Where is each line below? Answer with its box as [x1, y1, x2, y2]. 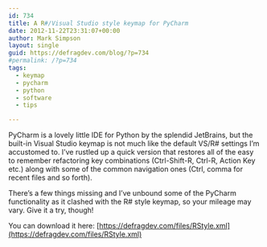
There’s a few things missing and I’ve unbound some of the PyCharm [8, 188, 237, 198]
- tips [15, 101, 38, 109]
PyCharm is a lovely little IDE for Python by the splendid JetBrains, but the [8, 130, 253, 140]
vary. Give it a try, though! [8, 205, 94, 215]
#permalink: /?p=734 [8, 57, 78, 65]
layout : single [8, 42, 60, 50]
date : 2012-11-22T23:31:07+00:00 [8, 26, 121, 34]
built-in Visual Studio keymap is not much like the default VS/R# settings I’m [8, 139, 260, 148]
